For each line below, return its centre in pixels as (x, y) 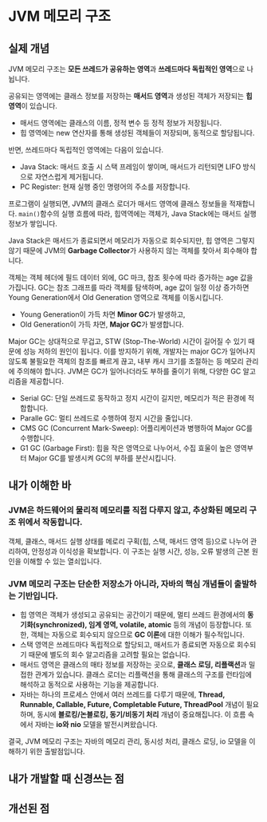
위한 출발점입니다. (57, 751)
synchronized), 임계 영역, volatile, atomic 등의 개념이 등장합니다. (139, 624)
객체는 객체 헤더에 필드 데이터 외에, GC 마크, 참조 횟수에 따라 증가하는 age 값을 (131, 277)
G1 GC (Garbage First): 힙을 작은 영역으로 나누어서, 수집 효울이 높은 (126, 448)
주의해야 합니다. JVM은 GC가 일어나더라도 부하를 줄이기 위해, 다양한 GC (129, 371)
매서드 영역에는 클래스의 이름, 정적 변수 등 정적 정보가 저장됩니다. (120, 123)
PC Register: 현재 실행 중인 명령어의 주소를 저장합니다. (105, 187)
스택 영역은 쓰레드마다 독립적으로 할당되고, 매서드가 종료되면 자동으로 (127, 644)
